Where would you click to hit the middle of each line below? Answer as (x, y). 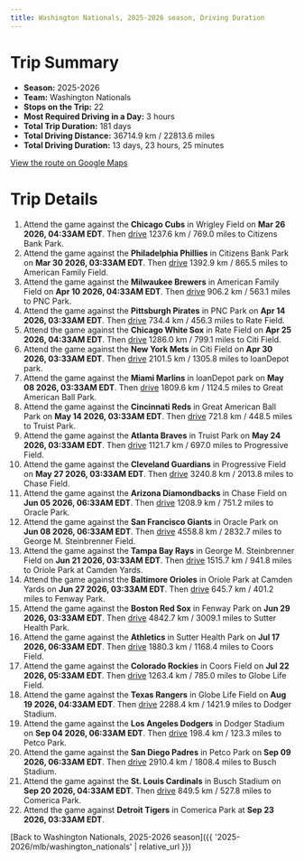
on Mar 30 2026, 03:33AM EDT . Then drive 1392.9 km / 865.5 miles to (155, 262)
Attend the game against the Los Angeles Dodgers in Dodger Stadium (154, 723)
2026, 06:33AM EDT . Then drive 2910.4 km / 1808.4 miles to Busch (150, 762)
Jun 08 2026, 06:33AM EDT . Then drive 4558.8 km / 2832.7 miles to (152, 531)
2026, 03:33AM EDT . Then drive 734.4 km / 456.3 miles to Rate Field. (154, 320)
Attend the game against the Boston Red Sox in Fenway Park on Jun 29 (157, 608)
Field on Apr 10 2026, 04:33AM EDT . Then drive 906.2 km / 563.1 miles (157, 291)
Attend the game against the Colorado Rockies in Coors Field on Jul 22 (156, 666)
